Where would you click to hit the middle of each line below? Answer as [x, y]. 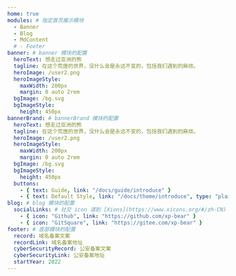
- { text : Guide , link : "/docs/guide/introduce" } [96, 190]
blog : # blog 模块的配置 [41, 203]
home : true [23, 14]
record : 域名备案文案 [42, 236]
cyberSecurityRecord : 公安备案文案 [63, 249]
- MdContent [31, 40]
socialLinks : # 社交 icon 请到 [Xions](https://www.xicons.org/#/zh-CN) [120, 210]
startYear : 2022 [37, 262]
